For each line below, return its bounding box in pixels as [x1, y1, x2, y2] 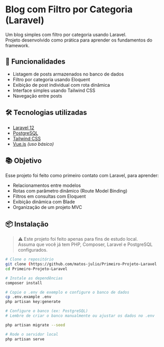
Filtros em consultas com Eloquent [12, 194, 86, 200]
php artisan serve [5, 336, 45, 342]
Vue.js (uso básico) [12, 141, 54, 147]
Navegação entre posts [12, 92, 63, 99]
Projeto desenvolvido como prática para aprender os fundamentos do [5, 37, 153, 43]
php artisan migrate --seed [5, 322, 66, 327]
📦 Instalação [5, 220, 49, 228]
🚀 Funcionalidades [5, 57, 66, 66]
